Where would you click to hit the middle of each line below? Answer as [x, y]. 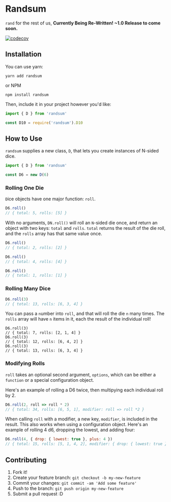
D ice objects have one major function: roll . [50, 199]
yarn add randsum [24, 76]
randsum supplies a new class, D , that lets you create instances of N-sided [82, 151]
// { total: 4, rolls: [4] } [36, 261]
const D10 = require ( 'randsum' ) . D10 [44, 123]
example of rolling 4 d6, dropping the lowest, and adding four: [70, 430]
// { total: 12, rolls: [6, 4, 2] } [44, 342]
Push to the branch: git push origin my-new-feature [68, 488]
